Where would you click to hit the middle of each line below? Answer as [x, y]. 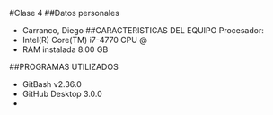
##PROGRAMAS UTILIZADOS [64, 67]
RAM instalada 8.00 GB [65, 49]
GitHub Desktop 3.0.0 [62, 94]
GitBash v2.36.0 [52, 84]
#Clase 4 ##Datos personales [64, 13]
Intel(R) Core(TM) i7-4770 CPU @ [85, 40]
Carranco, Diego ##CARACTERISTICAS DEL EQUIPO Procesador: [143, 30]
